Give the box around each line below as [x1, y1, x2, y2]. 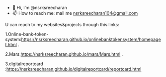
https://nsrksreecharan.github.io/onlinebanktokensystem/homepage [21, 37, 161, 42]
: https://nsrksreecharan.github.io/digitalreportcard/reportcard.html [5, 66, 142, 72]
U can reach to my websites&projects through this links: [5, 22, 119, 27]
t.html [5, 42, 17, 47]
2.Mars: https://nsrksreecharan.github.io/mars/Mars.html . [5, 51, 123, 57]
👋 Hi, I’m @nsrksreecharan [12, 5, 67, 10]
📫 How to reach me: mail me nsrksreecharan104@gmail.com [12, 10, 138, 16]
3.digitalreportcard [5, 61, 43, 67]
